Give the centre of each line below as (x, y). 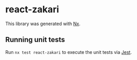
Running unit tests (35, 40)
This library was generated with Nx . (43, 24)
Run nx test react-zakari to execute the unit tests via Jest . (68, 52)
